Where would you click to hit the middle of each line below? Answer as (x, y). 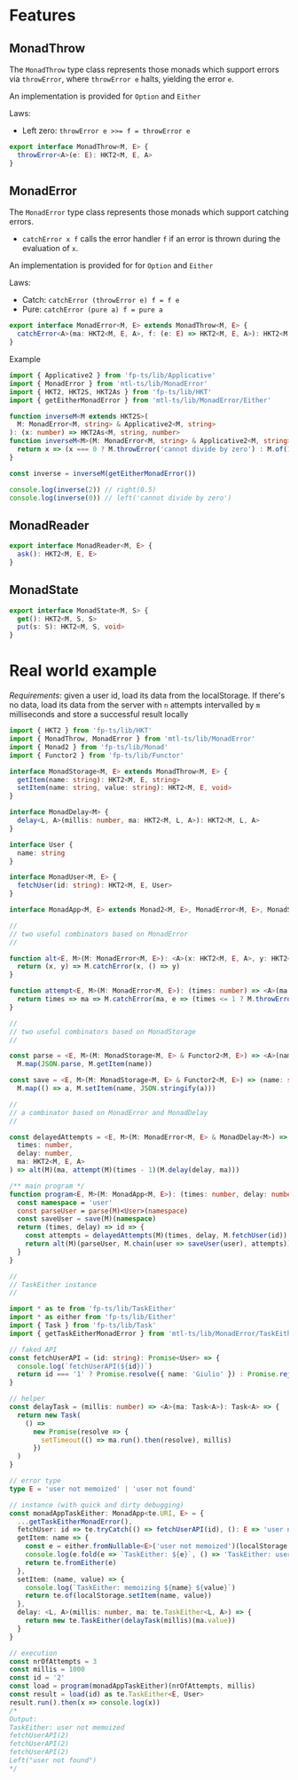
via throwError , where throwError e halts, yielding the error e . (122, 79)
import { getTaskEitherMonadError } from (87, 1333)
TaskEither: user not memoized (67, 1728)
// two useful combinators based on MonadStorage (103, 1032)
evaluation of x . (50, 249)
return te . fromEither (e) (71, 1562)
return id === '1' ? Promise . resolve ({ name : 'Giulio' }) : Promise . (149, 1374)
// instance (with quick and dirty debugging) (97, 1505)
